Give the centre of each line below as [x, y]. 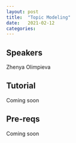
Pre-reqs [23, 119]
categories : [21, 28]
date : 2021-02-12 [31, 23]
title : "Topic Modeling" [38, 17]
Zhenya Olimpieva [28, 67]
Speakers [25, 52]
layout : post [22, 12]
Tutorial [21, 86]
